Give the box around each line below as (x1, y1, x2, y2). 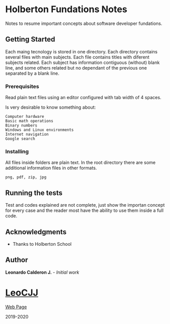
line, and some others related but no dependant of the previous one (5, 64, 147, 71)
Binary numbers (5, 123, 38, 128)
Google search (5, 136, 36, 142)
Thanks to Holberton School (12, 241, 72, 247)
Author (5, 255, 28, 265)
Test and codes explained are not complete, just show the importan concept (5, 202, 165, 208)
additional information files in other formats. (5, 165, 97, 171)
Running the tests (5, 188, 63, 197)
